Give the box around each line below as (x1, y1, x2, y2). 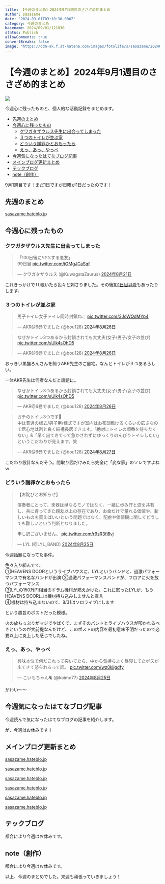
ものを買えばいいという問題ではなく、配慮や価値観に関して (26, 514, 146, 520)
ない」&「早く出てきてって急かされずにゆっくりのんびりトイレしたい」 (17, 432, 160, 439)
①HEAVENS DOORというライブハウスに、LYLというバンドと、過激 (5, 568, 143, 574)
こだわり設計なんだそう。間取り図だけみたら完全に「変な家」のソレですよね (5, 459, 160, 466)
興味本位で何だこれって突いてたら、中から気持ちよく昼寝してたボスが (17, 658, 159, 664)
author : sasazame (5, 12, 41, 17)
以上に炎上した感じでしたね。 (9, 632, 70, 638)
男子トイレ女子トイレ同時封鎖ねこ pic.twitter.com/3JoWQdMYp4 (17, 313, 149, 319)
